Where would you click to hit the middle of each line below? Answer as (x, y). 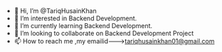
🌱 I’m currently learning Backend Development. (83, 26)
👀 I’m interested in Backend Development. (75, 18)
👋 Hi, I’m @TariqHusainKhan (55, 11)
